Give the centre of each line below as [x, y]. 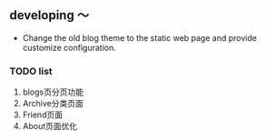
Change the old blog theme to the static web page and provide [139, 37]
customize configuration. [69, 47]
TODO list [31, 71]
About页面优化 [50, 126]
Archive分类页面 [53, 104]
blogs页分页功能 [53, 92]
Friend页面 [43, 115]
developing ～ [49, 15]
